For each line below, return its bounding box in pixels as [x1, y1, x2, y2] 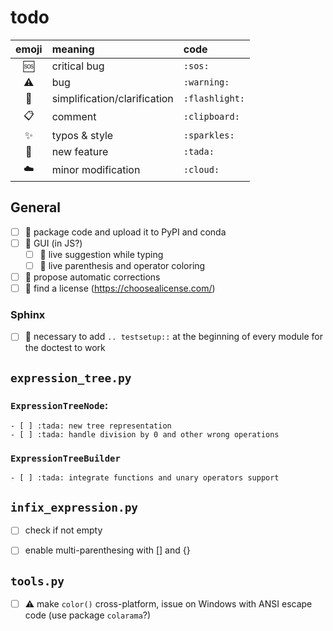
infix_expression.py [10, 500, 139, 515]
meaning [51, 42, 95, 56]
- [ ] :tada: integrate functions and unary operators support [10, 473, 280, 483]
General [10, 199, 62, 216]
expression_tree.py [10, 371, 132, 385]
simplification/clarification [51, 91, 174, 105]
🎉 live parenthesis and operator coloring [39, 259, 206, 271]
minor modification [51, 163, 141, 177]
